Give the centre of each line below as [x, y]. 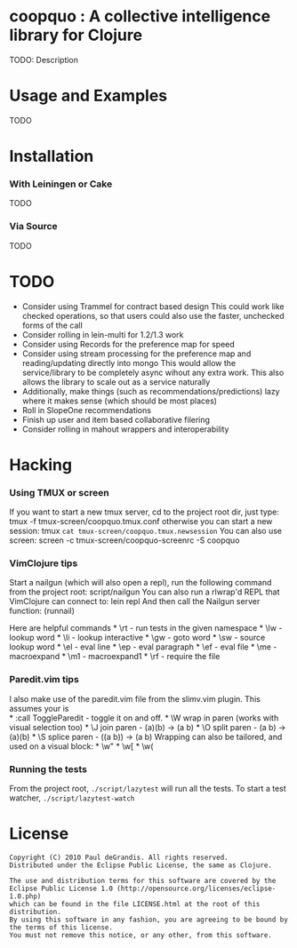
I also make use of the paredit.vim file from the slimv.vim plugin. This [135, 698]
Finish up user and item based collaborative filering [116, 419]
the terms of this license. [61, 927]
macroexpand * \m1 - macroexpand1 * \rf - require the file [115, 657]
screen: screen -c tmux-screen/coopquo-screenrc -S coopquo [124, 540]
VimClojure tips [44, 563]
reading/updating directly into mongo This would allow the [129, 362]
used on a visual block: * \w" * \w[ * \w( [81, 746]
